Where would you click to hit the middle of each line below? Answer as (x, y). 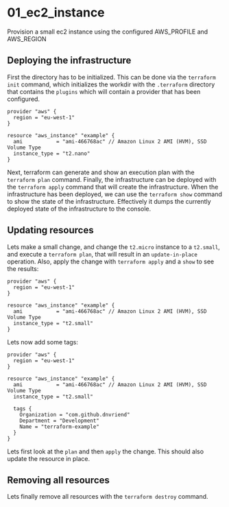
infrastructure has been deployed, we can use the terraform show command (115, 194)
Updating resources (50, 230)
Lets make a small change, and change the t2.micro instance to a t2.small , (114, 247)
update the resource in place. (49, 458)
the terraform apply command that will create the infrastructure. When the (113, 187)
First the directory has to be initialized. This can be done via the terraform (111, 77)
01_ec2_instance (56, 13)
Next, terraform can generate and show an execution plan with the (101, 172)
